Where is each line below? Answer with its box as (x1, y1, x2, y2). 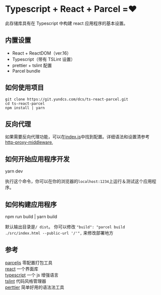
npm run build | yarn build (5, 214, 57, 219)
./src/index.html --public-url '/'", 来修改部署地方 (5, 230, 114, 236)
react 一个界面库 (5, 265, 38, 271)
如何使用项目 (5, 84, 44, 92)
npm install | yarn (5, 105, 45, 110)
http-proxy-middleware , (5, 139, 54, 146)
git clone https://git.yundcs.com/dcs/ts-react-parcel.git (5, 97, 129, 102)
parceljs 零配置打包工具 (5, 260, 53, 265)
